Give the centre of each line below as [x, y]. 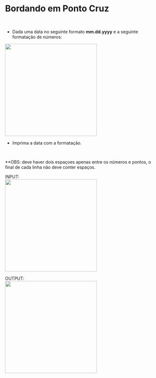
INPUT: [12, 176]
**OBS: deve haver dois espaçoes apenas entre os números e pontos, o [78, 162]
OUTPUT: [15, 278]
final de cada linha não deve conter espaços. [50, 167]
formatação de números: [37, 37]
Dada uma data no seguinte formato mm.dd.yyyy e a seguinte [75, 31]
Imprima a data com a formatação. [47, 143]
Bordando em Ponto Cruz [57, 9]
